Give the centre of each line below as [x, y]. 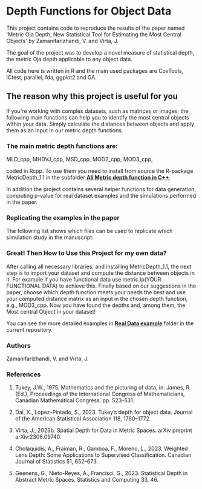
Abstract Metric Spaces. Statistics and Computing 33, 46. [87, 480]
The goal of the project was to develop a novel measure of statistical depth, [100, 52]
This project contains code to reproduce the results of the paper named [96, 28]
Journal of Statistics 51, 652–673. [57, 462]
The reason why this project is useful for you [92, 96]
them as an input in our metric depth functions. [65, 130]
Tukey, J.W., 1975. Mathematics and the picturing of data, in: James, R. [103, 388]
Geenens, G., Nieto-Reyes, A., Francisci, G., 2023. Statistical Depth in [101, 473]
